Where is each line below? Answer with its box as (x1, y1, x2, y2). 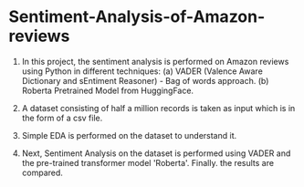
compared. (21, 167, 63, 178)
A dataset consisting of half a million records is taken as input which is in (21, 102, 296, 113)
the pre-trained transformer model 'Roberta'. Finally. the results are (21, 157, 275, 168)
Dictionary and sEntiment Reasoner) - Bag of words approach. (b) (21, 75, 269, 86)
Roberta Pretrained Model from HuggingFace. (21, 85, 194, 96)
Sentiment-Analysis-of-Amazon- (8, 6, 266, 27)
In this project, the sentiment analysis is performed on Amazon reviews (21, 56, 289, 67)
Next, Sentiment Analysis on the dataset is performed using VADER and (21, 148, 291, 159)
